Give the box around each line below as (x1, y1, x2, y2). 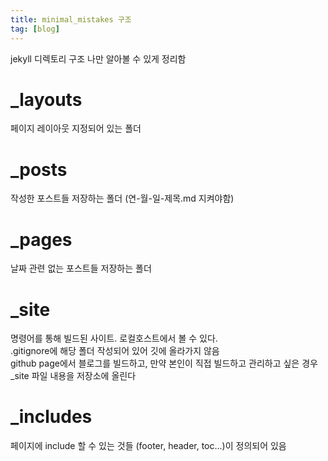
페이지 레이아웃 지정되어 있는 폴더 (10, 122, 142, 135)
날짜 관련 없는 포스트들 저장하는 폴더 (10, 262, 152, 275)
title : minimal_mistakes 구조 (10, 14, 132, 25)
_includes (10, 406, 93, 428)
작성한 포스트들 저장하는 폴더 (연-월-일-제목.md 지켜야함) (10, 192, 235, 205)
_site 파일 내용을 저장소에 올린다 (10, 370, 137, 382)
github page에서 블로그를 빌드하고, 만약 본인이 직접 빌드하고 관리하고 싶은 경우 (10, 357, 318, 370)
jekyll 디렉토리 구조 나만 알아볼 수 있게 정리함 (10, 52, 187, 65)
